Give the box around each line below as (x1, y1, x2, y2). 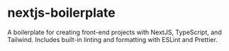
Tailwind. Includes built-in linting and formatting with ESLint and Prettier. (7, 35, 218, 43)
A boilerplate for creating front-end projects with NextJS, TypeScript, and (7, 28, 222, 36)
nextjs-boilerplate (7, 5, 116, 21)
